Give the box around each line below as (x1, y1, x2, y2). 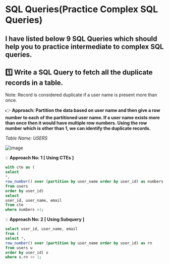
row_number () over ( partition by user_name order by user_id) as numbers (5, 179, 164, 184)
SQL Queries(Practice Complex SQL (5, 4, 158, 15)
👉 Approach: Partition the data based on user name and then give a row (5, 107, 160, 113)
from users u (5, 245, 33, 250)
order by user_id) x (5, 250, 49, 255)
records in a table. (5, 78, 64, 87)
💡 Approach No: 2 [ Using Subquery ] (5, 216, 85, 223)
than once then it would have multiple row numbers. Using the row (5, 120, 147, 126)
